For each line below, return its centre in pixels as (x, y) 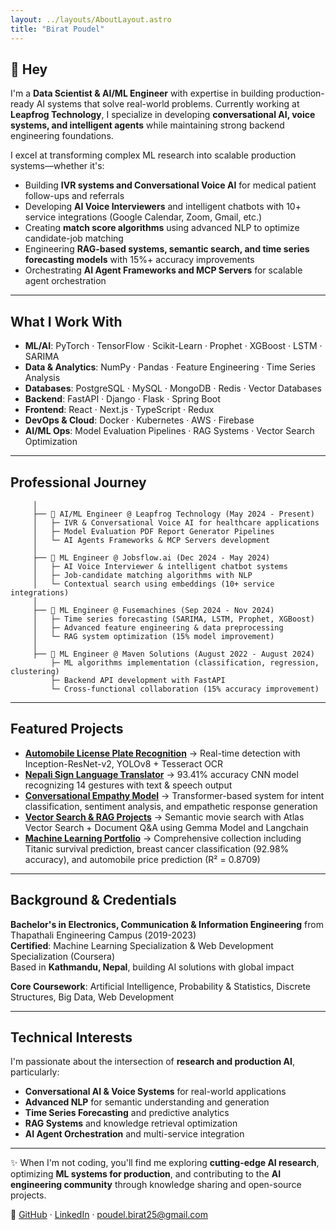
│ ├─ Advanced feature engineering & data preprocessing (158, 627)
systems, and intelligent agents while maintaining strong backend (147, 125)
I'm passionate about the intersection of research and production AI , (153, 1062)
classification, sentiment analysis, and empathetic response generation (171, 806)
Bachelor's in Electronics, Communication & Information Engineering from (167, 924)
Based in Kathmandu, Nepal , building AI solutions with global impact (152, 967)
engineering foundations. (62, 136)
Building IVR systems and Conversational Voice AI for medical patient (170, 185)
